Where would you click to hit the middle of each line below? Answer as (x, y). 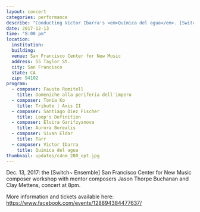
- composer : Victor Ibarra (45, 144)
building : (24, 51)
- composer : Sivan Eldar (42, 134)
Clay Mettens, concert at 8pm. (43, 185)
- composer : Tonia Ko (38, 100)
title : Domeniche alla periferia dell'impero (74, 95)
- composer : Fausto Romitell (48, 89)
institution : (28, 45)
